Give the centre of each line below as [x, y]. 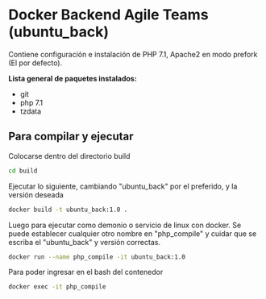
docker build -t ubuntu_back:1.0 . [68, 210]
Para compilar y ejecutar [71, 137]
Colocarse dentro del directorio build [69, 156]
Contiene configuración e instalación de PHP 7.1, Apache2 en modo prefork [133, 54]
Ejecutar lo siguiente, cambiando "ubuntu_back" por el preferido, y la [123, 186]
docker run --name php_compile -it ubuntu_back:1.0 [97, 257]
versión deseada [36, 194]
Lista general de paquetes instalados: [73, 78]
